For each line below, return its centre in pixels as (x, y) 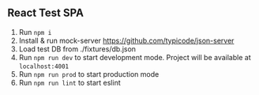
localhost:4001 (44, 66)
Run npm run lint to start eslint (70, 82)
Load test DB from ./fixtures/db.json (77, 49)
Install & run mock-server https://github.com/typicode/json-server (126, 40)
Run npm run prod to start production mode (89, 74)
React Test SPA (46, 13)
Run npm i (35, 32)
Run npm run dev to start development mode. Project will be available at (135, 57)
